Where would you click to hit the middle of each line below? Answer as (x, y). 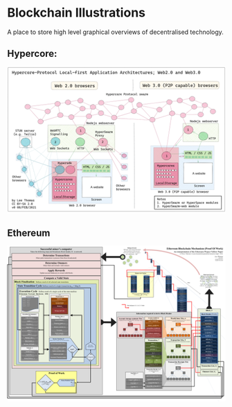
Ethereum (29, 233)
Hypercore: (32, 54)
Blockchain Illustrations (76, 13)
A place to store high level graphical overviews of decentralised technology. (115, 32)
